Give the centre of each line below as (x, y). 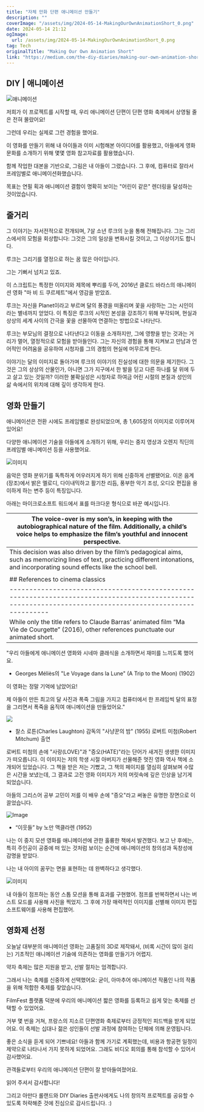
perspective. (102, 542)
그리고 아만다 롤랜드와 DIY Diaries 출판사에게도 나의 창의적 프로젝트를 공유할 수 (100, 1095)
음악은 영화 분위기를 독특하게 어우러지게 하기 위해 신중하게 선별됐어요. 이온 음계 (100, 476)
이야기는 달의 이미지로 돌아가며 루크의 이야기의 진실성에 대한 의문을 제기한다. (97, 362)
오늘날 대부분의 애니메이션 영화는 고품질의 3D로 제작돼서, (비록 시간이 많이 (94, 946)
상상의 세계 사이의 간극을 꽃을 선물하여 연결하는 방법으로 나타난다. (84, 321)
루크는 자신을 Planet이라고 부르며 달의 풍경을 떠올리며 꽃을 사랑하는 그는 (92, 305)
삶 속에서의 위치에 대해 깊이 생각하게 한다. (56, 384)
